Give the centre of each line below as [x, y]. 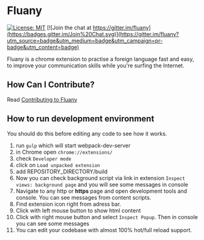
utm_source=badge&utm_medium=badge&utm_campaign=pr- [85, 40]
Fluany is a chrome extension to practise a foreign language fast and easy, [100, 59]
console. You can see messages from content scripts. [83, 197]
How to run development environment [81, 119]
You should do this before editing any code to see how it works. [87, 133]
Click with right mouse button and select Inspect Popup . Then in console [107, 217]
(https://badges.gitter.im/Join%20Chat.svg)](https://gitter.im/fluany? [93, 34]
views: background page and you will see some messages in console [102, 184]
